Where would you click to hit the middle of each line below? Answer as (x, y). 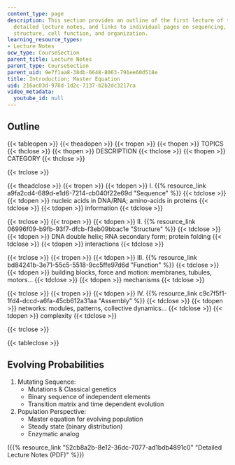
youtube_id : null (39, 99)
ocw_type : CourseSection (43, 53)
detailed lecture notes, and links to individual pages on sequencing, (120, 27)
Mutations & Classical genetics (72, 389)
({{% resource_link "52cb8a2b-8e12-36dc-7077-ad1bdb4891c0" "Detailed (115, 447)
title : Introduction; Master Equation (64, 79)
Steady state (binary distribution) (75, 426)
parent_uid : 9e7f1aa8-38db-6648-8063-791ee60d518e (83, 72)
